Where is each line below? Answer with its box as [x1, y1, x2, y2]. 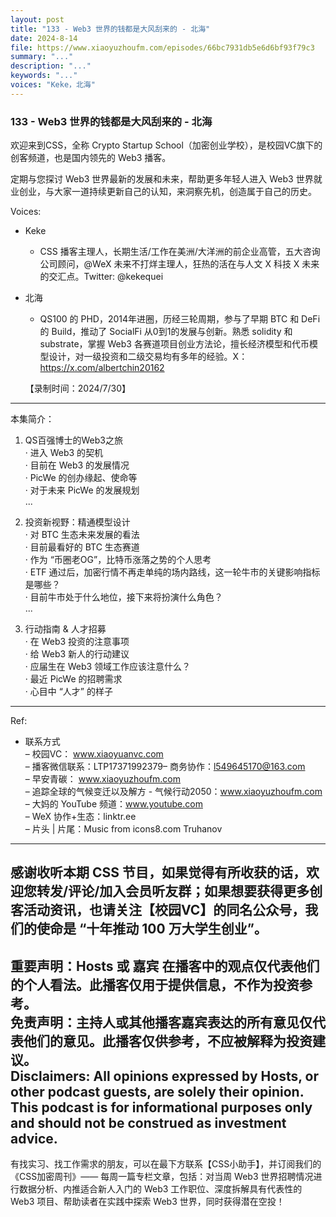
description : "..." [10, 61, 92, 71]
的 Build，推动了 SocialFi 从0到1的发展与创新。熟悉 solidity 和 [39, 326, 293, 338]
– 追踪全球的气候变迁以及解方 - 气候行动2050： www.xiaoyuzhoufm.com [24, 786, 323, 798]
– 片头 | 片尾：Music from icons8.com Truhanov [24, 823, 223, 835]
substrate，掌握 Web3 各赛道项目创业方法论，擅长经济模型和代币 [39, 338, 310, 350]
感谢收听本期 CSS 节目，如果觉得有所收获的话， [10, 864, 307, 881]
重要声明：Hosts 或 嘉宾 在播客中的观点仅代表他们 [10, 957, 320, 975]
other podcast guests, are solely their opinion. [10, 1083, 305, 1100]
